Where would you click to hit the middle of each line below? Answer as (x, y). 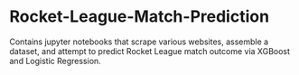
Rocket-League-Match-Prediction (139, 17)
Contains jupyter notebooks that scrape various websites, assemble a (139, 42)
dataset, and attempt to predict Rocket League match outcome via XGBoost (150, 51)
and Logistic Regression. (55, 61)
